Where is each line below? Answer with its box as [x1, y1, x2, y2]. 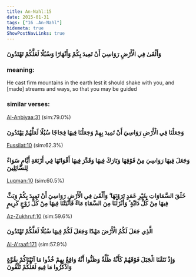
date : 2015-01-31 [6, 14, 49, 20]
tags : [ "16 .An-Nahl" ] [6, 19, 62, 25]
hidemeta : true [6, 25, 44, 31]
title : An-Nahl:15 [6, 8, 52, 15]
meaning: [6, 65, 35, 74]
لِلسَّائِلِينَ [6, 163, 28, 172]
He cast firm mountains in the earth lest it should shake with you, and [6, 79, 175, 86]
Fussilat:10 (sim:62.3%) [6, 141, 64, 149]
